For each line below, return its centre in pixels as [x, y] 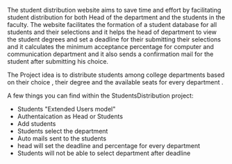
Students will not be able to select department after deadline [104, 153]
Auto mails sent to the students [61, 138]
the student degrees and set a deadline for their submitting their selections [114, 39]
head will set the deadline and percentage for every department [108, 146]
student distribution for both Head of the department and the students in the [116, 17]
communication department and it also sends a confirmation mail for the [110, 54]
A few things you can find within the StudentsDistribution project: [100, 95]
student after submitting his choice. [58, 61]
